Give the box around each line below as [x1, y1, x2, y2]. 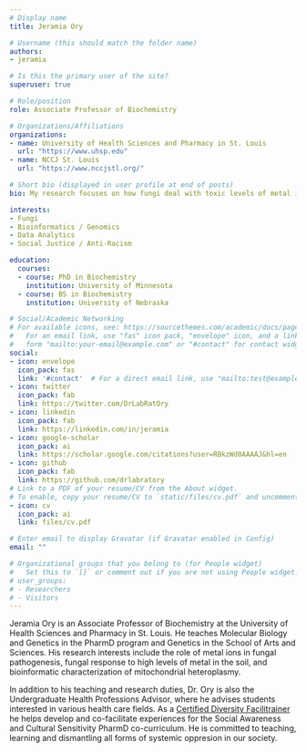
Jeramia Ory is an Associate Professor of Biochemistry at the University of [9, 618, 289, 629]
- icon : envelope [9, 356, 76, 366]
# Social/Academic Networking [9, 314, 125, 324]
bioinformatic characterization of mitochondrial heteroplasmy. [9, 666, 241, 677]
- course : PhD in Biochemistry [17, 273, 137, 282]
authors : [9, 46, 43, 56]
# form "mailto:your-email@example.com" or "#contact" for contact [9, 340, 280, 349]
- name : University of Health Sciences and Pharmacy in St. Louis [9, 139, 267, 148]
